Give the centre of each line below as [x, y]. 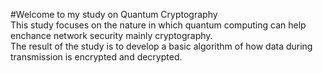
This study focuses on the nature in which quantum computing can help [158, 25]
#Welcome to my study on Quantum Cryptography [114, 14]
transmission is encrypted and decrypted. [96, 57]
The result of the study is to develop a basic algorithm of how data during [161, 46]
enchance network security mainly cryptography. [111, 35]
